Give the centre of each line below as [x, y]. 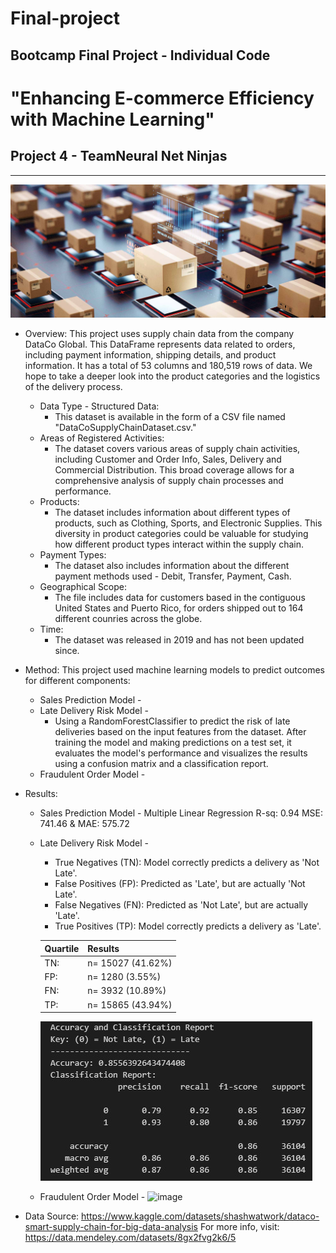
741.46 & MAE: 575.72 [84, 824]
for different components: [77, 681]
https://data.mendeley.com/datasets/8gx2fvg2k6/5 [130, 1238]
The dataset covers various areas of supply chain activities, [177, 449]
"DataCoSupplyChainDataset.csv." [125, 428]
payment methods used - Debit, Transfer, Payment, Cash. [173, 576]
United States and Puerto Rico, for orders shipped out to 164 [179, 608]
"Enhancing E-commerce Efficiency [162, 98]
